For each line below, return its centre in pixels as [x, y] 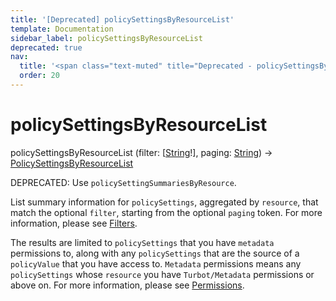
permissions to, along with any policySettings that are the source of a [155, 253]
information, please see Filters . [74, 223]
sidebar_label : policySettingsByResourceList [106, 38]
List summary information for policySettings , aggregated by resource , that [164, 202]
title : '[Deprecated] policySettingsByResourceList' [122, 19]
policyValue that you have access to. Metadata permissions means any [156, 263]
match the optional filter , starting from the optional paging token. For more [166, 212]
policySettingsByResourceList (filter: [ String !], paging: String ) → [141, 152]
